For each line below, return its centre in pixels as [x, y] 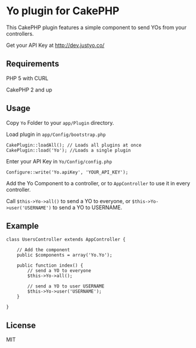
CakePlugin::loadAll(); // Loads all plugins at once [74, 145]
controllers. [20, 33]
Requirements [33, 64]
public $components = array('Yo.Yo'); [65, 255]
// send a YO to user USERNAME [66, 286]
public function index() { [50, 265]
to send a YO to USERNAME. [87, 207]
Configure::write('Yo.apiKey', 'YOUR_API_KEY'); [67, 172]
